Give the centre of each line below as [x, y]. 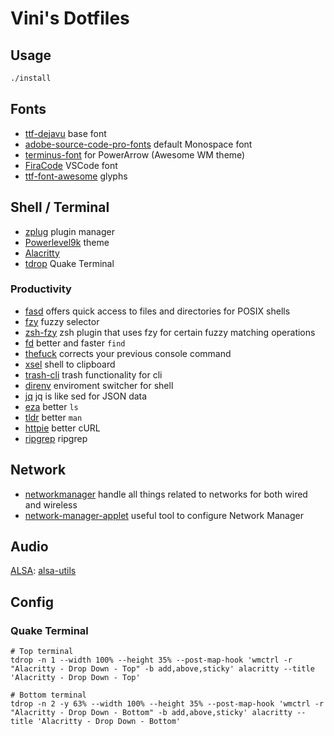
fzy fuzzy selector [62, 321]
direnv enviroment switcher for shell [99, 385]
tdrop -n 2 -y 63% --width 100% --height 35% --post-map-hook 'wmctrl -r [167, 704]
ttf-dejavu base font [65, 133]
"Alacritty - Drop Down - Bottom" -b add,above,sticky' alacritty [151, 713]
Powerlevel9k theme [67, 242]
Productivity [41, 289]
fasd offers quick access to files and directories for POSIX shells [157, 311]
